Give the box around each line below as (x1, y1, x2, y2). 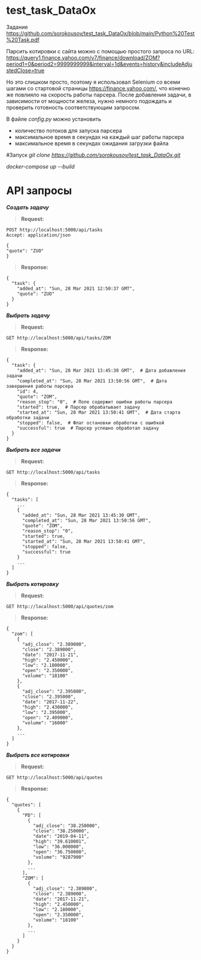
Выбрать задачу (6, 312, 50, 319)
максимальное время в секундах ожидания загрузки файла (14, 139, 169, 147)
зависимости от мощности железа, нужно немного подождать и (6, 97, 172, 105)
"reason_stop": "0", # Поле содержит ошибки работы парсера (17, 399, 172, 405)
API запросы (6, 184, 72, 198)
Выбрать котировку (6, 580, 59, 587)
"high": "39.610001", (32, 839, 87, 844)
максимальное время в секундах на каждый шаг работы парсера (14, 133, 184, 141)
